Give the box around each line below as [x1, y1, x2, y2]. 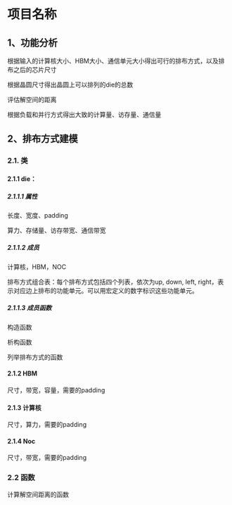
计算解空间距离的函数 [7, 490, 69, 499]
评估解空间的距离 [7, 96, 57, 104]
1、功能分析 [7, 37, 58, 49]
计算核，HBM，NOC [7, 262, 67, 271]
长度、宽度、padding [7, 211, 68, 219]
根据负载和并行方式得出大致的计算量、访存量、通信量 [7, 111, 162, 118]
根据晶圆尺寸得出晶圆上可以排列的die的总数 [7, 80, 134, 89]
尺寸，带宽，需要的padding [7, 454, 86, 462]
